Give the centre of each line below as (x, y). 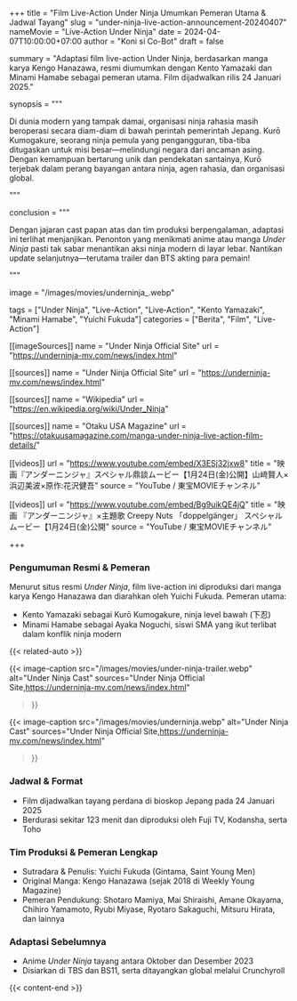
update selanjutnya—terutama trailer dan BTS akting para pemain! (130, 258)
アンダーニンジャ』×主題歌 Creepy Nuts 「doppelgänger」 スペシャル (154, 516)
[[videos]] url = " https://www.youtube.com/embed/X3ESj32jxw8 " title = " (143, 463)
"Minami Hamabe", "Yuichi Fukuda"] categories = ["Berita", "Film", (130, 319)
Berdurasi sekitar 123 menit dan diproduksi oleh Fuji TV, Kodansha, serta (154, 819)
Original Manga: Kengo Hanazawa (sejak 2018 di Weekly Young (138, 881)
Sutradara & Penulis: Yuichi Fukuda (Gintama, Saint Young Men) (139, 871)
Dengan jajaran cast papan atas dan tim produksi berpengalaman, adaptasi (147, 230)
